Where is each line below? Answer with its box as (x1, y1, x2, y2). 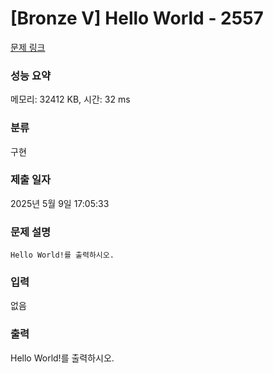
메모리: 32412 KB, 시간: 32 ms (10, 93, 131, 106)
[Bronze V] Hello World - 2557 (10, 7, 264, 30)
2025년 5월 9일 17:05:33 (10, 197, 110, 209)
